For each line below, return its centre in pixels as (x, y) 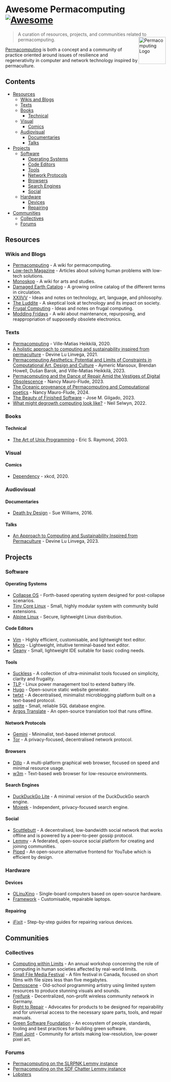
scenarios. (24, 600)
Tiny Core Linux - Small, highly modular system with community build (85, 606)
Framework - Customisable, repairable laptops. (62, 899)
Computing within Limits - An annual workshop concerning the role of (86, 964)
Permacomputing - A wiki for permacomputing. (62, 265)
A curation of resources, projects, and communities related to (82, 34)
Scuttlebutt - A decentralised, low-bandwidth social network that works (88, 830)
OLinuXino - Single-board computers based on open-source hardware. (87, 894)
